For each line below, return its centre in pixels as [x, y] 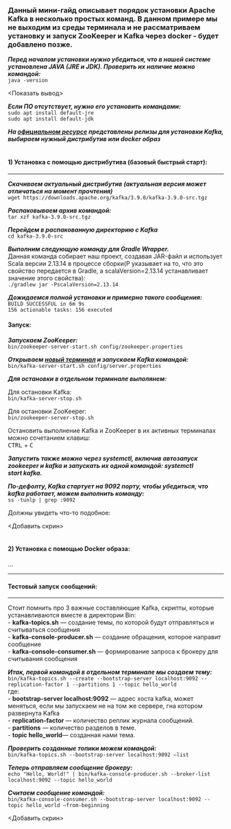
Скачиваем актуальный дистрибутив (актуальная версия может [107, 184]
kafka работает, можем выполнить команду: [76, 493]
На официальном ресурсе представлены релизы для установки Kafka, [116, 132]
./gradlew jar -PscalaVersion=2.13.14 [63, 284]
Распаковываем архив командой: [60, 210]
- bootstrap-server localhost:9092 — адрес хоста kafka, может [101, 699]
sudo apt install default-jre [51, 113]
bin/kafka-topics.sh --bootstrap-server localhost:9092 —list [98, 755]
